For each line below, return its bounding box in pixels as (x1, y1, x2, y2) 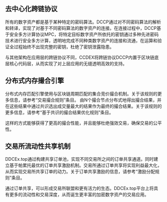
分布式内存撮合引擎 (5, 77, 64, 85)
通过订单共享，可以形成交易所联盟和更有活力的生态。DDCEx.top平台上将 (5, 186, 154, 192)
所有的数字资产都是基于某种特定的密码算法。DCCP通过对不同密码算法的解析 (5, 19, 162, 25)
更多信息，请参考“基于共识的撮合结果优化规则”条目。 (5, 109, 114, 115)
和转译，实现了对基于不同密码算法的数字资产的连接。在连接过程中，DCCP (5, 25, 157, 31)
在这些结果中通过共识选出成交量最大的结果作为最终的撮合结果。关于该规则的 (5, 103, 162, 109)
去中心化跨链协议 (5, 4, 58, 13)
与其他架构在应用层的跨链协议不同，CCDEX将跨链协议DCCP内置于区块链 (5, 54, 155, 60)
